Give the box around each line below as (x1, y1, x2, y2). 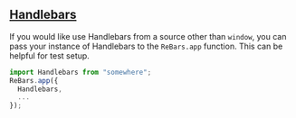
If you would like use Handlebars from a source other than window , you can (9, 31, 287, 41)
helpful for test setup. (9, 50, 91, 61)
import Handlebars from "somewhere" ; (9, 68, 152, 77)
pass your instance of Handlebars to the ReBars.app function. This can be (9, 41, 283, 51)
